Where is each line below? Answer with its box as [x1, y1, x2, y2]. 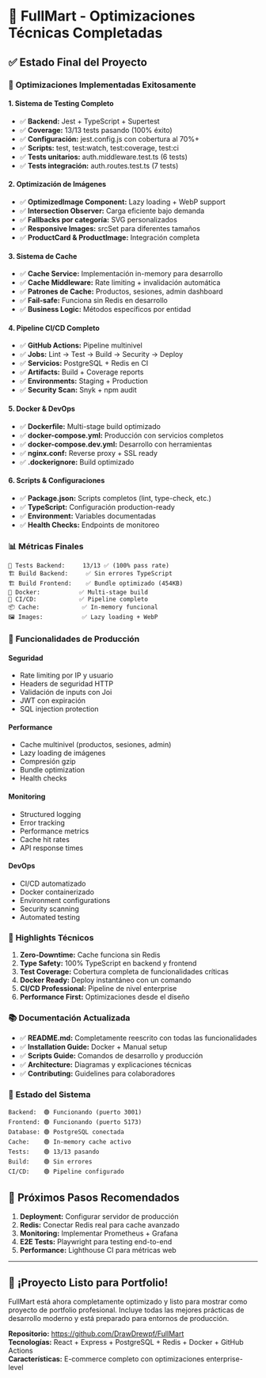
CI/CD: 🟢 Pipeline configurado [8, 1167, 124, 1175]
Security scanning [19, 904, 79, 913]
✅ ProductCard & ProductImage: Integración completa [19, 233, 200, 242]
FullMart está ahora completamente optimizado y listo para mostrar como [8, 1297, 248, 1307]
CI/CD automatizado [19, 879, 86, 888]
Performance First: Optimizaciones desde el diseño [19, 993, 190, 1002]
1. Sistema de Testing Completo [8, 99, 114, 108]
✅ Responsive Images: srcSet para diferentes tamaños [19, 223, 200, 233]
